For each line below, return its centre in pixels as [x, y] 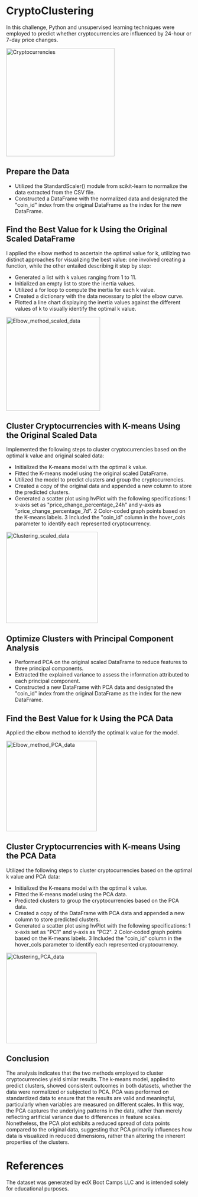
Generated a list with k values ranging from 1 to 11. [76, 277]
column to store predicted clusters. [57, 919]
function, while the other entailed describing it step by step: [79, 266]
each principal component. [48, 681]
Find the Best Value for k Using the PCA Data [90, 718]
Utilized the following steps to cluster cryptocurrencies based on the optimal [99, 870]
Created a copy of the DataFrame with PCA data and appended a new [100, 913]
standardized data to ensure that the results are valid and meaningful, [91, 1098]
